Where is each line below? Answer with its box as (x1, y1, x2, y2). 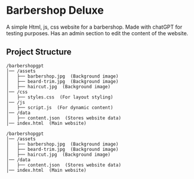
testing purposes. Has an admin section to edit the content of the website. (6, 29, 189, 36)
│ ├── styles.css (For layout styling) (6, 94, 113, 100)
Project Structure (6, 47, 72, 57)
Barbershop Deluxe (6, 4, 104, 17)
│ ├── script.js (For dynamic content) (6, 104, 113, 110)
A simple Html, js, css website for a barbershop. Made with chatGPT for (6, 23, 183, 30)
